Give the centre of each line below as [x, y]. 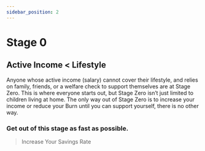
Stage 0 [27, 42]
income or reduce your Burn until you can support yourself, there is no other [103, 106]
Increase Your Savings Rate [56, 141]
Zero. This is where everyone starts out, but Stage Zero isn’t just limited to [100, 93]
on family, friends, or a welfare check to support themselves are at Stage [99, 86]
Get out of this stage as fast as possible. [68, 128]
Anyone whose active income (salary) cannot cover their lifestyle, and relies [102, 80]
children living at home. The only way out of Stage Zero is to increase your [101, 99]
